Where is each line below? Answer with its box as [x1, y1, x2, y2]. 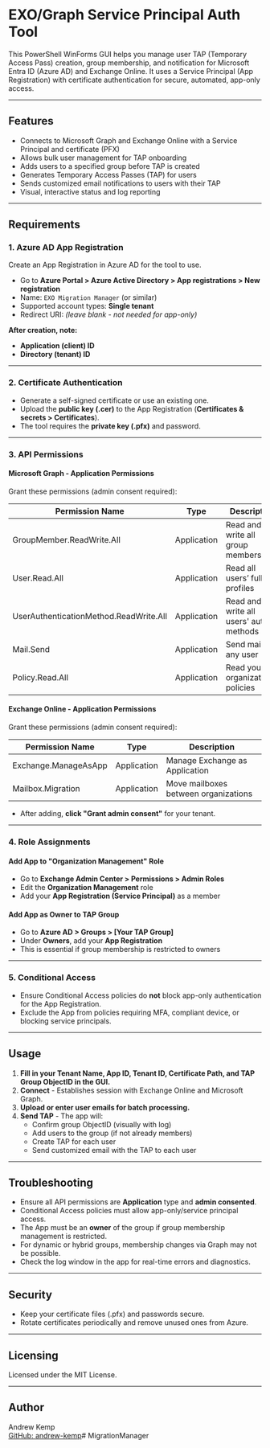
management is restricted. [19, 1232, 107, 1241]
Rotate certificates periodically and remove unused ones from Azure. [19, 1318, 249, 1327]
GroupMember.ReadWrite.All [12, 534, 121, 545]
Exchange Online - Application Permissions [8, 704, 157, 714]
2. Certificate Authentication [8, 377, 123, 388]
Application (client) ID [19, 341, 95, 351]
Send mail [225, 638, 264, 650]
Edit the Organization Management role [19, 883, 154, 892]
